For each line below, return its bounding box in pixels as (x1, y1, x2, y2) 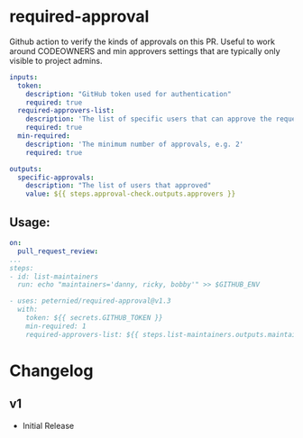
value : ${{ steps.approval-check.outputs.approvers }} (25, 189, 236, 199)
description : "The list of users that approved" (25, 181, 212, 190)
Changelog (9, 360, 94, 380)
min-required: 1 (25, 322, 87, 331)
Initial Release (22, 420, 75, 431)
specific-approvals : (17, 173, 95, 182)
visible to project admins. (9, 55, 103, 66)
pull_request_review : (17, 246, 99, 256)
